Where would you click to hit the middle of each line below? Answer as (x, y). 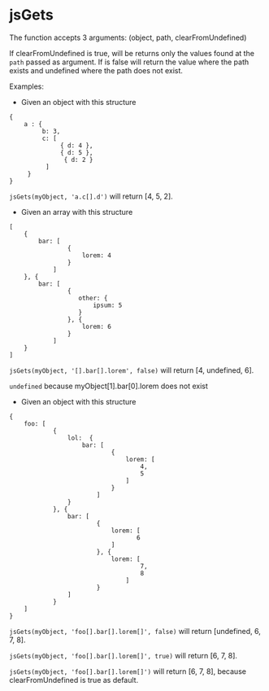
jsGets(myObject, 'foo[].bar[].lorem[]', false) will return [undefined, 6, (135, 631)
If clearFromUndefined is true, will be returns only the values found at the (132, 53)
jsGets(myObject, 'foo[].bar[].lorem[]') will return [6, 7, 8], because (128, 671)
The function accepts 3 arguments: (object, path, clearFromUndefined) (128, 37)
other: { (93, 298)
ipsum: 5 (108, 305)
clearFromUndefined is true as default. (74, 680)
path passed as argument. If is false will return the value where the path (129, 62)
